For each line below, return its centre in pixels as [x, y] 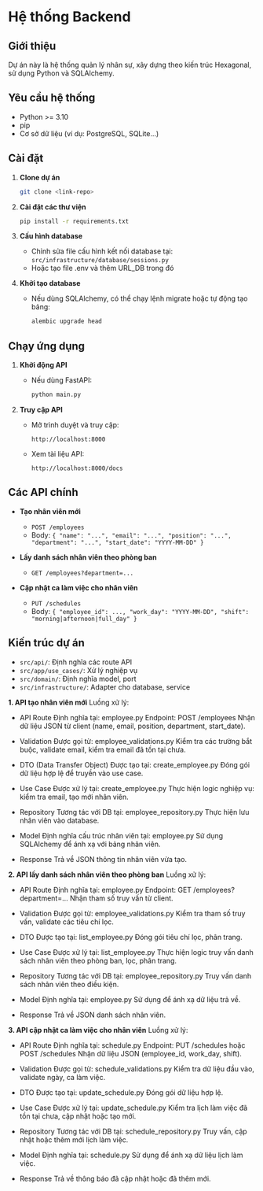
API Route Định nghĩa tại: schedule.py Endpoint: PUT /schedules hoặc [132, 1045]
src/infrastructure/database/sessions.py [100, 261]
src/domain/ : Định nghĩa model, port [78, 679]
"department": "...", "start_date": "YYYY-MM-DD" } [117, 542]
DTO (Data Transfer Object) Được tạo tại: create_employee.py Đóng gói [134, 764]
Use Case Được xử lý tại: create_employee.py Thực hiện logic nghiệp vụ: [137, 788]
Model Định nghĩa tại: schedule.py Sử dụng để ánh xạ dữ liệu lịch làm [131, 1155]
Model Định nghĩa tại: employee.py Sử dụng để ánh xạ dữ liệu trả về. [130, 999]
